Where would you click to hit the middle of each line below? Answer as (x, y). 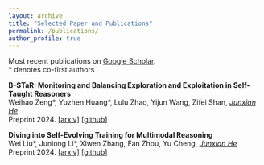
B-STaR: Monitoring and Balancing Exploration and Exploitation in (120, 85)
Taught (21, 94)
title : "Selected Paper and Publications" (80, 23)
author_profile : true (45, 38)
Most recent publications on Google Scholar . (82, 61)
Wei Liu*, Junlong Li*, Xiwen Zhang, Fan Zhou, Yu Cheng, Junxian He (123, 144)
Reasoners (52, 94)
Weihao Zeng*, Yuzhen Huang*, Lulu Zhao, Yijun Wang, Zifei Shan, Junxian (132, 102)
